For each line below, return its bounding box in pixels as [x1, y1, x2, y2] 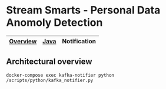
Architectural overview [6, 57, 92, 67]
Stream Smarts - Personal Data [6, 4, 161, 17]
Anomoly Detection [6, 16, 103, 29]
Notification [61, 37, 96, 45]
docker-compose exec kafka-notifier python [6, 72, 115, 78]
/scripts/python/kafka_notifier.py [6, 77, 94, 83]
